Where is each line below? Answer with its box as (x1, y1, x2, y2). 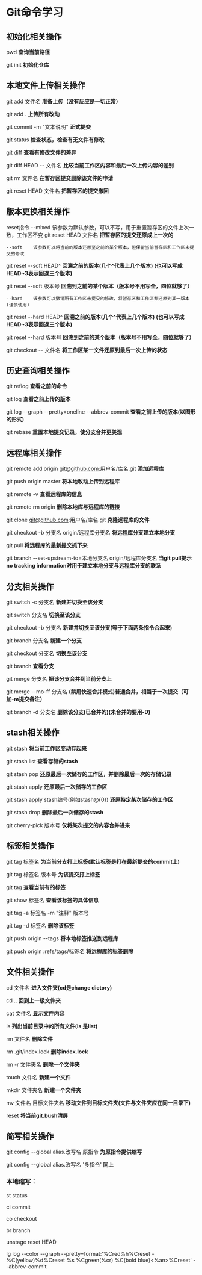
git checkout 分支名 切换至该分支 (6, 650, 88, 657)
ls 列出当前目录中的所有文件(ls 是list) (6, 1022, 98, 1029)
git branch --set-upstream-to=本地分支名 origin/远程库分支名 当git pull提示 (6, 554, 192, 562)
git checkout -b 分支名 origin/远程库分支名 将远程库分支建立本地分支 (6, 529, 176, 536)
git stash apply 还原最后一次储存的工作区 (6, 783, 108, 790)
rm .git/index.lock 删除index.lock (6, 1048, 88, 1055)
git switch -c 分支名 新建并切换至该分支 (6, 598, 103, 606)
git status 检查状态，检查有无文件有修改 (6, 136, 105, 143)
